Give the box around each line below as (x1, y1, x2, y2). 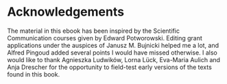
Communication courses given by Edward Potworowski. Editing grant (7, 33, 202, 42)
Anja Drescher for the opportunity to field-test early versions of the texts (7, 63, 213, 71)
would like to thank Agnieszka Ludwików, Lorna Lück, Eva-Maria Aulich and (7, 55, 221, 64)
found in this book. (7, 70, 60, 79)
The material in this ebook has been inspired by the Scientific (7, 27, 180, 35)
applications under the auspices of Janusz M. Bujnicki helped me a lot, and (7, 41, 219, 49)
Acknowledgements (7, 4, 125, 20)
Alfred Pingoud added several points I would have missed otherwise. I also (7, 48, 217, 57)
